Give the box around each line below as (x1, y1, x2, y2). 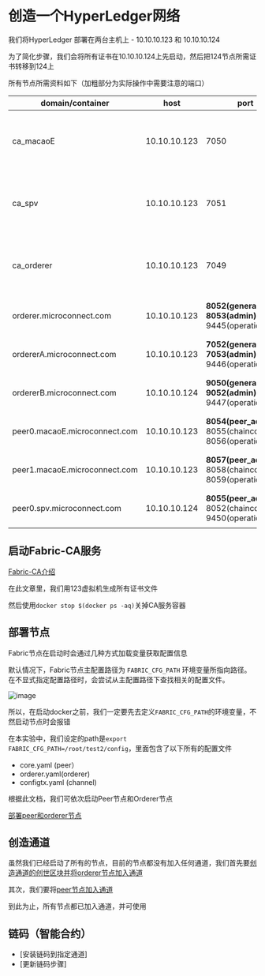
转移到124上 (14, 61, 55, 71)
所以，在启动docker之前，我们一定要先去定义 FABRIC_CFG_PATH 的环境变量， (8, 707, 250, 716)
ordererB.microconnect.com (12, 387, 117, 398)
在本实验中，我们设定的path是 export (8, 734, 128, 743)
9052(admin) (205, 387, 257, 398)
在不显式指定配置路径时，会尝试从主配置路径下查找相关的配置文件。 (8, 674, 230, 684)
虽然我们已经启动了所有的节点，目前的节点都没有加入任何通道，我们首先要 (8, 858, 250, 868)
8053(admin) (205, 310, 257, 321)
